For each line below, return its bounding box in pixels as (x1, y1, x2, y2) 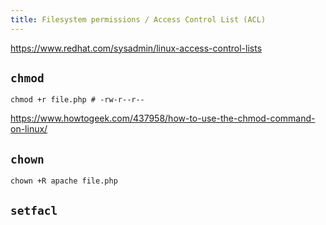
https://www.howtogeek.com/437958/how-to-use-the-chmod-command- (10, 112, 316, 125)
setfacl (10, 203, 58, 218)
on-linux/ (10, 123, 48, 135)
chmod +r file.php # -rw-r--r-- (10, 95, 145, 105)
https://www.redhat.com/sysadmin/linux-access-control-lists (10, 42, 263, 54)
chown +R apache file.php (10, 176, 118, 186)
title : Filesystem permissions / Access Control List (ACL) (10, 14, 267, 25)
